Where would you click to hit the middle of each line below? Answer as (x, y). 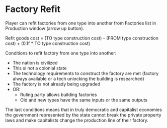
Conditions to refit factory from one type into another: (61, 53)
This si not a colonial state (39, 68)
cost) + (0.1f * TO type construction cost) (48, 43)
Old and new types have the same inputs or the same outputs (83, 100)
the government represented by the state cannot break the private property (83, 115)
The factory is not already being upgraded (56, 84)
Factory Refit (33, 9)
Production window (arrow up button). (45, 28)
